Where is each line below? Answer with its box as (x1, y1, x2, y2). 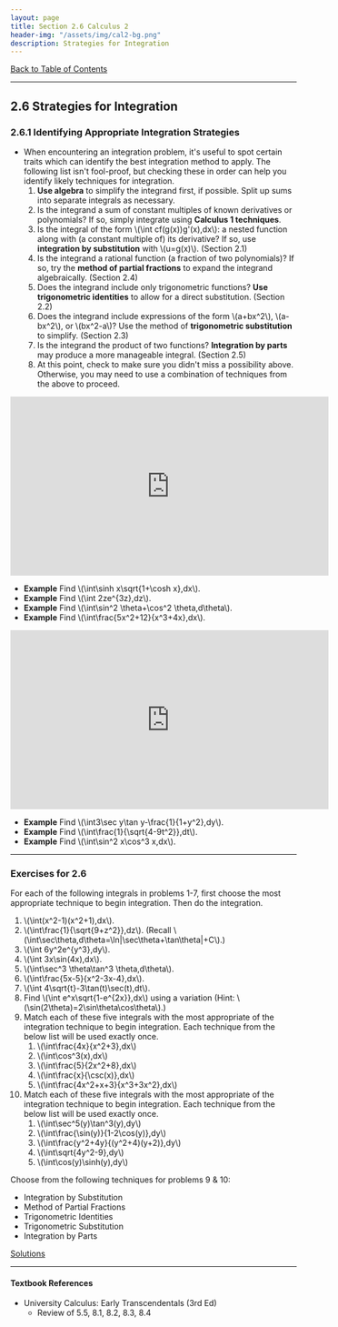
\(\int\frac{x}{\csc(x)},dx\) (36, 1070, 135, 1081)
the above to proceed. (36, 378, 121, 389)
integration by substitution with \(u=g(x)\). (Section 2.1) (36, 243, 248, 254)
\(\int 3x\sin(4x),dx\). (23, 954, 103, 965)
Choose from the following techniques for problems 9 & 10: (10, 1174, 231, 1185)
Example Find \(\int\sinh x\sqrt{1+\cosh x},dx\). (23, 583, 201, 594)
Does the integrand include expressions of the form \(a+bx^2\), (36, 310, 273, 321)
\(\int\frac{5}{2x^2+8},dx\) (36, 1061, 137, 1071)
